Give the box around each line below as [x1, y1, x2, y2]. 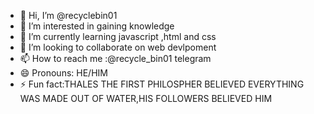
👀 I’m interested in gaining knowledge [19, 20, 175, 32]
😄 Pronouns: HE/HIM [19, 67, 108, 79]
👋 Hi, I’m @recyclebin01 [19, 10, 118, 21]
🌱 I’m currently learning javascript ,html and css [19, 31, 217, 42]
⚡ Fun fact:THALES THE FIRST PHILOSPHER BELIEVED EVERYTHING [19, 78, 305, 90]
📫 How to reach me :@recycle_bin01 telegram [19, 53, 212, 64]
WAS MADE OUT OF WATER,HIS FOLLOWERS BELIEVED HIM [19, 93, 273, 104]
